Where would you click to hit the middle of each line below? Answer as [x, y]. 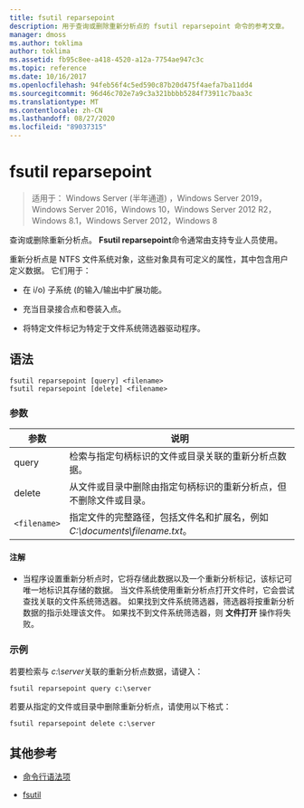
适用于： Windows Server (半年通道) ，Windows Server [135, 198]
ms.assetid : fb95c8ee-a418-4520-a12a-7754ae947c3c [107, 60]
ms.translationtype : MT [54, 102]
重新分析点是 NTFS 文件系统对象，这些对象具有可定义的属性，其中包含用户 [149, 259]
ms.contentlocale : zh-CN [56, 110]
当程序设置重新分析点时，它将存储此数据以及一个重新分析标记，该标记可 [157, 579]
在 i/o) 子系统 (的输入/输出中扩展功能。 [95, 290]
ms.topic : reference [48, 69]
